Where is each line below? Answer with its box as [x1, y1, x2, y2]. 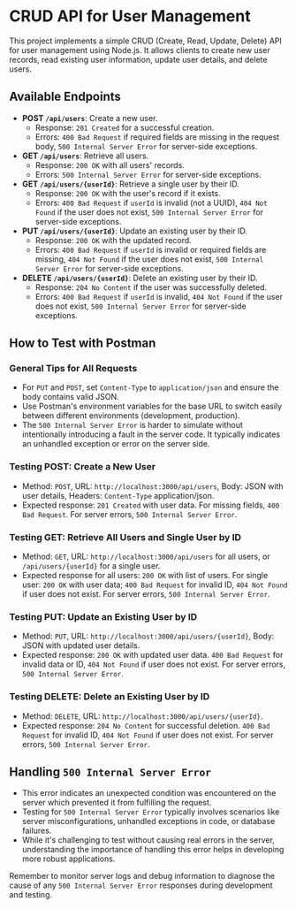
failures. [21, 825, 52, 836]
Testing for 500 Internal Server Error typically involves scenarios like [21, 806, 280, 817]
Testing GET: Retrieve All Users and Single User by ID [9, 531, 241, 543]
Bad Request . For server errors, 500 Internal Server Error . [21, 508, 238, 519]
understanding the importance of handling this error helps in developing [21, 844, 285, 855]
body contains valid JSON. [21, 392, 119, 402]
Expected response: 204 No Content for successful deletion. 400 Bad [21, 720, 271, 730]
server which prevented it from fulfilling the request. [21, 798, 212, 808]
